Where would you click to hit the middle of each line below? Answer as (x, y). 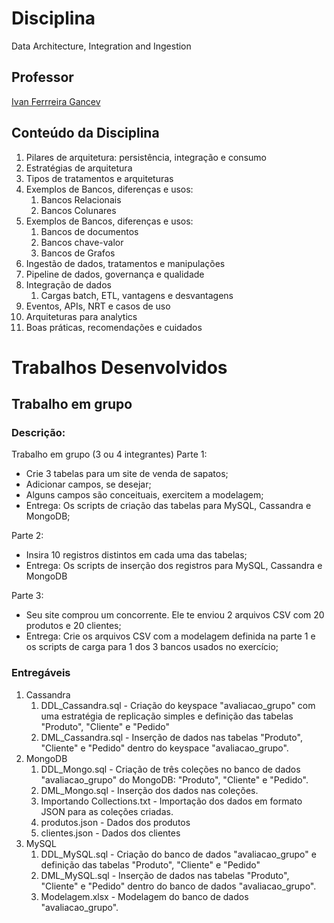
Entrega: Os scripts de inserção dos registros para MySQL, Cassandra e (174, 566)
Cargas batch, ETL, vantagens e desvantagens (137, 295)
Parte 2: (27, 536)
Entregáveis (41, 673)
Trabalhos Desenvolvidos (119, 367)
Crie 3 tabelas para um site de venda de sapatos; (127, 474)
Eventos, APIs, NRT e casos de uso (98, 306)
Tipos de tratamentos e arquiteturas (99, 178)
